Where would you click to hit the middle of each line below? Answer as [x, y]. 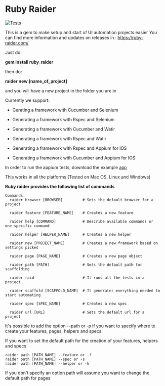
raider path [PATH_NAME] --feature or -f [48, 355]
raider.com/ [17, 43]
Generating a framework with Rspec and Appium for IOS [69, 148]
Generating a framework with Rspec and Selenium [63, 119]
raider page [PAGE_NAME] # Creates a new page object [76, 256]
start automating [23, 295]
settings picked [22, 247]
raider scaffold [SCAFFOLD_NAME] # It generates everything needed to [85, 291]
